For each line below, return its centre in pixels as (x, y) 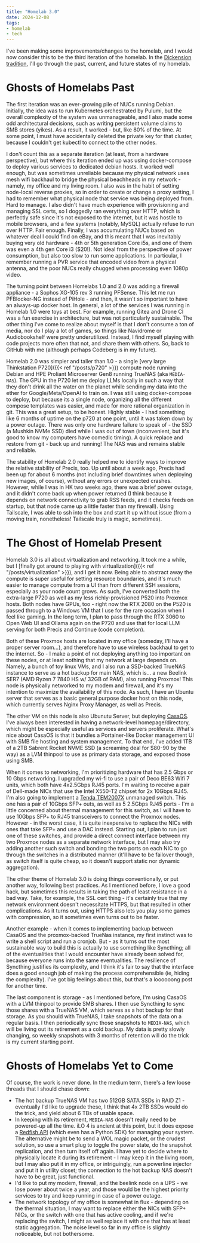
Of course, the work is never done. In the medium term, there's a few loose (99, 1082)
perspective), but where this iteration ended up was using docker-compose (99, 160)
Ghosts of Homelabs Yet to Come (90, 1066)
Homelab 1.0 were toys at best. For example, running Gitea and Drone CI (95, 312)
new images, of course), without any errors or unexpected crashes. (89, 481)
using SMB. (20, 760)
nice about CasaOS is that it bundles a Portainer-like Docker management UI (100, 735)
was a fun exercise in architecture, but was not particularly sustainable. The (99, 318)
